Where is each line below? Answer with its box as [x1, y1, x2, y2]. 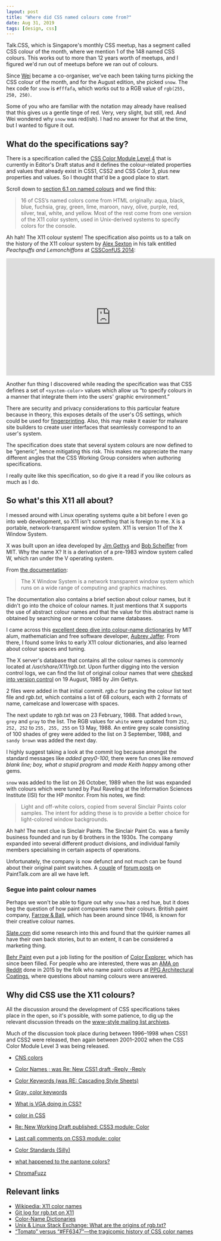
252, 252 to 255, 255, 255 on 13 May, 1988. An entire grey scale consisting [6, 724, 190, 731]
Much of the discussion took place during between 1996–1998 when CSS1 [6, 1029, 188, 1037]
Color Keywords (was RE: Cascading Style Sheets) [14, 1077, 139, 1084]
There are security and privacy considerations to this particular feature [6, 405, 180, 412]
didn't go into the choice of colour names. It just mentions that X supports [6, 602, 188, 609]
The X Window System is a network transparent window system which [20, 577, 194, 584]
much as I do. [6, 478, 40, 486]
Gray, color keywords [14, 1088, 67, 1096]
